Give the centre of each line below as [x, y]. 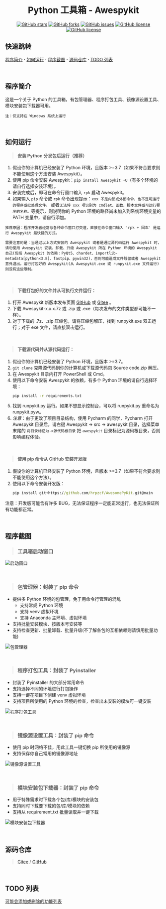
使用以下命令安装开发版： [39, 483]
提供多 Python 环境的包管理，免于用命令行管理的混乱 [67, 599]
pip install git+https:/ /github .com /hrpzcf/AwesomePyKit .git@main [83, 493]
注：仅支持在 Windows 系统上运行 [36, 116]
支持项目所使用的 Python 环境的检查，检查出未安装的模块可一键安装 [82, 701]
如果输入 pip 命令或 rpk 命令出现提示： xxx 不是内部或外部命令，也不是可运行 [86, 199]
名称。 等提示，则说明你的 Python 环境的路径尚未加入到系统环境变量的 [90, 211]
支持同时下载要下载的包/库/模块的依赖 [51, 806]
